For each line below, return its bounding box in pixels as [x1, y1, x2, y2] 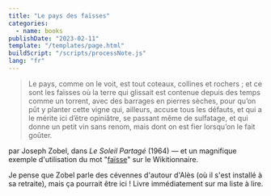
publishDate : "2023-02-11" [8, 34, 100, 43]
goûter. [28, 130, 53, 140]
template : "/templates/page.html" [8, 42, 125, 50]
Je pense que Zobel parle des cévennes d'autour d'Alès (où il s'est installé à [8, 170, 263, 180]
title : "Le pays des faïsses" [8, 11, 111, 20]
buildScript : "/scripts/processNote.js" [8, 49, 147, 57]
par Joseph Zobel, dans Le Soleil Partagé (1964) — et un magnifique [8, 146, 237, 156]
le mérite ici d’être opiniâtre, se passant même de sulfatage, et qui [28, 113, 248, 123]
